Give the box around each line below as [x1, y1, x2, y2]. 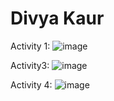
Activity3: [10, 59, 50, 71]
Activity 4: [10, 78, 53, 91]
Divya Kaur [10, 7, 105, 30]
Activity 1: [10, 40, 51, 52]
